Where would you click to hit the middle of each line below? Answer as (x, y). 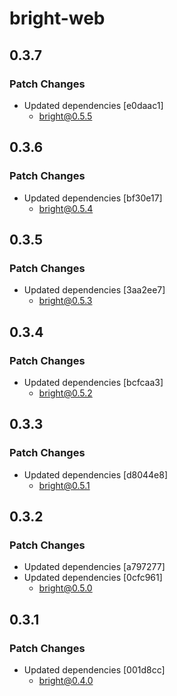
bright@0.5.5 (65, 116)
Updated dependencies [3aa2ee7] (94, 290)
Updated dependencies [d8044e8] (95, 474)
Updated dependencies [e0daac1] (93, 105)
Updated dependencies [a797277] (94, 567)
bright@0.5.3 (65, 301)
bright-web (57, 18)
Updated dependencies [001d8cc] (94, 670)
